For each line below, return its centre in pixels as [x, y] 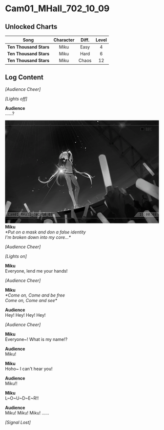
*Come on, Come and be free [35, 295]
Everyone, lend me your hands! [36, 271]
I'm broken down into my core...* [38, 237]
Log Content [24, 77]
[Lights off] [16, 99]
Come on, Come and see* [31, 301]
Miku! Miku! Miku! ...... [27, 413]
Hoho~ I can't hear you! [29, 369]
